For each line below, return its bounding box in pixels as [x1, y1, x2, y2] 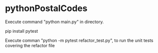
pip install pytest [5, 28, 38, 34]
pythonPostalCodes [5, 3, 88, 14]
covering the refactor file [5, 42, 55, 48]
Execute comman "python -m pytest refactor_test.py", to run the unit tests [5, 37, 154, 43]
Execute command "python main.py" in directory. [5, 19, 104, 25]
